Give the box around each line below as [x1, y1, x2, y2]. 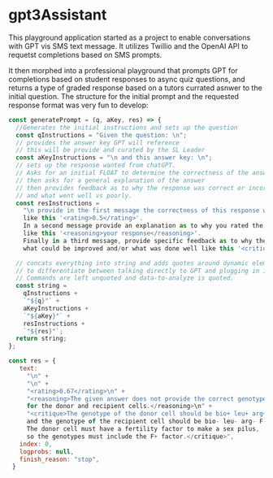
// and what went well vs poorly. [15, 191, 132, 200]
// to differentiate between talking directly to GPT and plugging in [15, 267, 260, 275]
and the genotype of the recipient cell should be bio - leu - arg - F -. [26, 417, 271, 426]
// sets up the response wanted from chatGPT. [15, 161, 176, 170]
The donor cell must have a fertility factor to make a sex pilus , [26, 425, 260, 433]
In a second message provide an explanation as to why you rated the [23, 222, 264, 230]
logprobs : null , [19, 447, 75, 456]
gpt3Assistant [8, 6, 107, 24]
